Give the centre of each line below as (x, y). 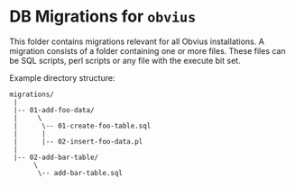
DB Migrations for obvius (103, 17)
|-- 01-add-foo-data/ (54, 110)
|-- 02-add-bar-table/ (56, 157)
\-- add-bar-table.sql (80, 173)
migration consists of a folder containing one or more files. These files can (147, 50)
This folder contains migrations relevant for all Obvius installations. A (137, 41)
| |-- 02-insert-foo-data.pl (78, 141)
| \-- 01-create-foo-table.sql (82, 126)
